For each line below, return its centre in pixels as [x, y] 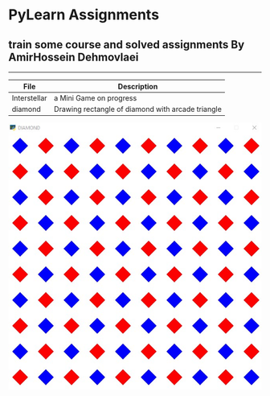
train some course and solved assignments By [127, 45]
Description [138, 86]
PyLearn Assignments [84, 15]
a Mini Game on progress [95, 97]
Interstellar [29, 97]
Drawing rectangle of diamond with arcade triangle [138, 109]
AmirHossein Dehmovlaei [74, 57]
